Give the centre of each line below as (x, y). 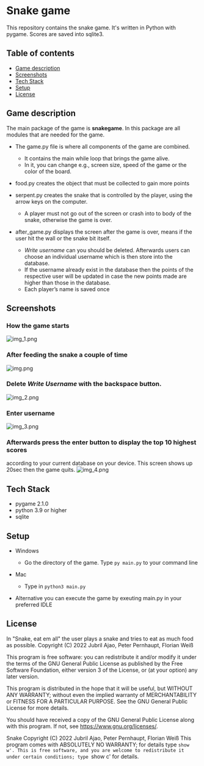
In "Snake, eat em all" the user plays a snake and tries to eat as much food (100, 638)
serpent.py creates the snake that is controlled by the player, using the (104, 195)
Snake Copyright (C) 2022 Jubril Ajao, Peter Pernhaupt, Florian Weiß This (99, 738)
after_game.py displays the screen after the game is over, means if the (104, 232)
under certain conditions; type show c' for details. (73, 756)
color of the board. (48, 171)
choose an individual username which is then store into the (98, 256)
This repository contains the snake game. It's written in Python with (91, 28)
